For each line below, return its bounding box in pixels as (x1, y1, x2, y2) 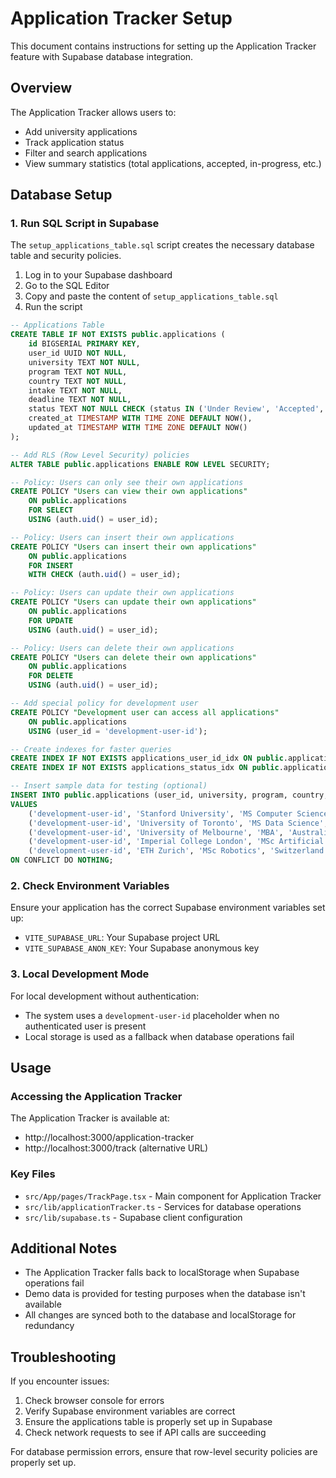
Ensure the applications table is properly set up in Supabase (24, 1416, 273, 1428)
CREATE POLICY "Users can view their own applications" (10, 487, 248, 497)
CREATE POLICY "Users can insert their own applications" (10, 542, 257, 552)
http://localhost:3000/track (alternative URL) (24, 1142, 209, 1154)
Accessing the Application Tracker (10, 1089, 183, 1103)
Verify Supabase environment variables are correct (24, 1405, 236, 1417)
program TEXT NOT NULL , (28, 367, 128, 377)
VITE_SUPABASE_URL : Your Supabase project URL (24, 932, 221, 944)
